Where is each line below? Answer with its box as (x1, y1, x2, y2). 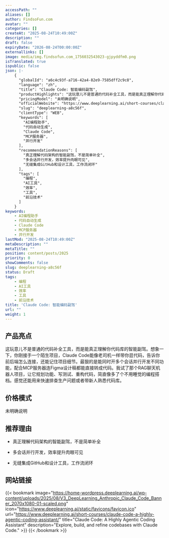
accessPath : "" (5, 7, 37, 13)
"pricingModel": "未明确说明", (18, 96, 80, 101)
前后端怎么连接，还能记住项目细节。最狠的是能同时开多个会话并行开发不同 (5, 359, 159, 365)
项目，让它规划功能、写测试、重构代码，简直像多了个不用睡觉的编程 (14, 371, 155, 377)
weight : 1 (5, 312, 26, 317)
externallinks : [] (5, 49, 44, 54)
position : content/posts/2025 (5, 251, 69, 256)
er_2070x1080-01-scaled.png (5, 500, 66, 506)
